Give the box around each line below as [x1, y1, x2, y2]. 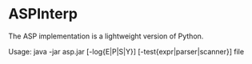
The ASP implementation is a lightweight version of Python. [8, 31, 204, 41]
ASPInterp [8, 5, 78, 23]
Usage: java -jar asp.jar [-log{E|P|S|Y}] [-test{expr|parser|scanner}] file [8, 46, 245, 56]
